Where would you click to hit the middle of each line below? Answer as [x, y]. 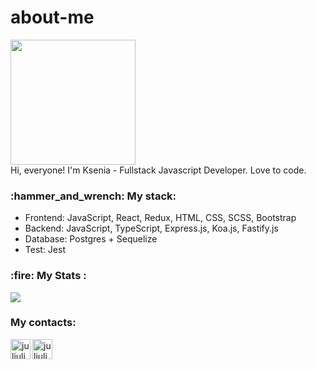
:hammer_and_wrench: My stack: [93, 196]
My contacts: [43, 323]
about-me [52, 17]
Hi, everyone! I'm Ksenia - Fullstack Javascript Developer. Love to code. [158, 170]
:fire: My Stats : [48, 276]
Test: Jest [45, 250]
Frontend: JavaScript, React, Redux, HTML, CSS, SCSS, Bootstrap [160, 218]
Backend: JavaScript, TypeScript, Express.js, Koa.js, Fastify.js [151, 228]
